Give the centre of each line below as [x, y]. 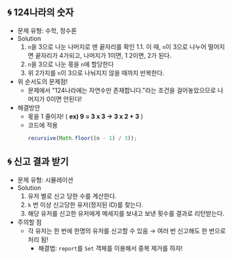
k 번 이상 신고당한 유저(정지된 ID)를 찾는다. [86, 205]
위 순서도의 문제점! [42, 81]
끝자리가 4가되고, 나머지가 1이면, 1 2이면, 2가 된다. [103, 55]
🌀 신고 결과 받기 [38, 162]
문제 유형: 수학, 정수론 [47, 31]
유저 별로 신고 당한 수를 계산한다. [72, 196]
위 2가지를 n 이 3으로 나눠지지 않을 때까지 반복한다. [96, 72]
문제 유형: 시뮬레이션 [45, 180]
